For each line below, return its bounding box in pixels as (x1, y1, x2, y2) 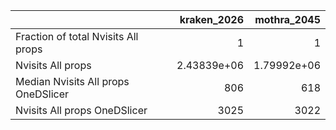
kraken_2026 (179, 13, 244, 26)
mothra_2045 (254, 13, 321, 26)
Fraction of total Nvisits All (15, 30, 139, 43)
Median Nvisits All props (15, 75, 130, 88)
